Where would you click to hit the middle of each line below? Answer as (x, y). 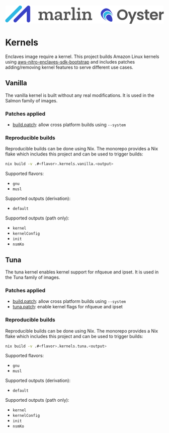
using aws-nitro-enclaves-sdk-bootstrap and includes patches (70, 62)
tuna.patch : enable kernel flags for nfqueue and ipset (68, 307)
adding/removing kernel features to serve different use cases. (69, 67)
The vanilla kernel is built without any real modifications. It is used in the (80, 95)
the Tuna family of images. (33, 277)
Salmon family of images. (31, 100)
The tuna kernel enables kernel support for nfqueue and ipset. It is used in (82, 272)
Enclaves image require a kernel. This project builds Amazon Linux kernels (82, 57)
